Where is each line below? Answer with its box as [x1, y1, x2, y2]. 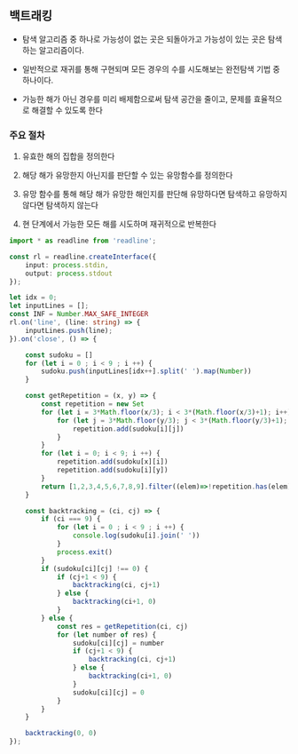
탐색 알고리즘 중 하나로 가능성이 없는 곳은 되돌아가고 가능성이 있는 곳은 [21, 34, 266, 44]
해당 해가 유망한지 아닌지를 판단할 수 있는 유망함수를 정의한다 [21, 170, 233, 180]
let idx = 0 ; [9, 293, 58, 302]
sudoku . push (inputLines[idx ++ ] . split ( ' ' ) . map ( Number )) [41, 367, 252, 376]
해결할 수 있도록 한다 [31, 105, 104, 115]
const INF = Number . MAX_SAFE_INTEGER [9, 310, 149, 319]
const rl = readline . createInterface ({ [9, 252, 157, 261]
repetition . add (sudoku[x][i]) [56, 457, 169, 466]
